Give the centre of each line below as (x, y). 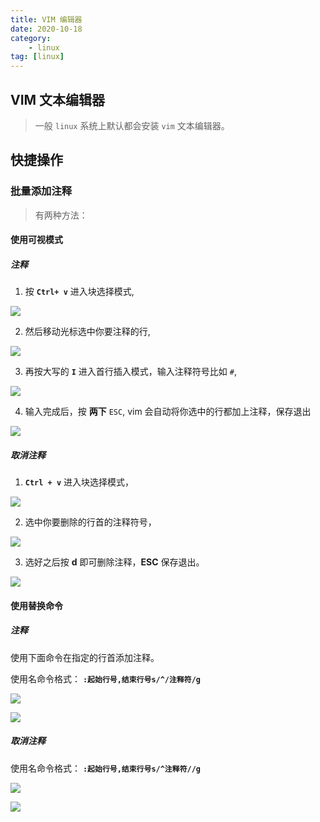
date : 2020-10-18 (46, 29)
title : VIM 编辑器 (46, 19)
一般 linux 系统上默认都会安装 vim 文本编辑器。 (132, 125)
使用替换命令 (36, 605)
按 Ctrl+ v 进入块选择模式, (79, 292)
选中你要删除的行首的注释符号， (90, 522)
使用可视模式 (36, 240)
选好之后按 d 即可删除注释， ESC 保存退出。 (114, 562)
